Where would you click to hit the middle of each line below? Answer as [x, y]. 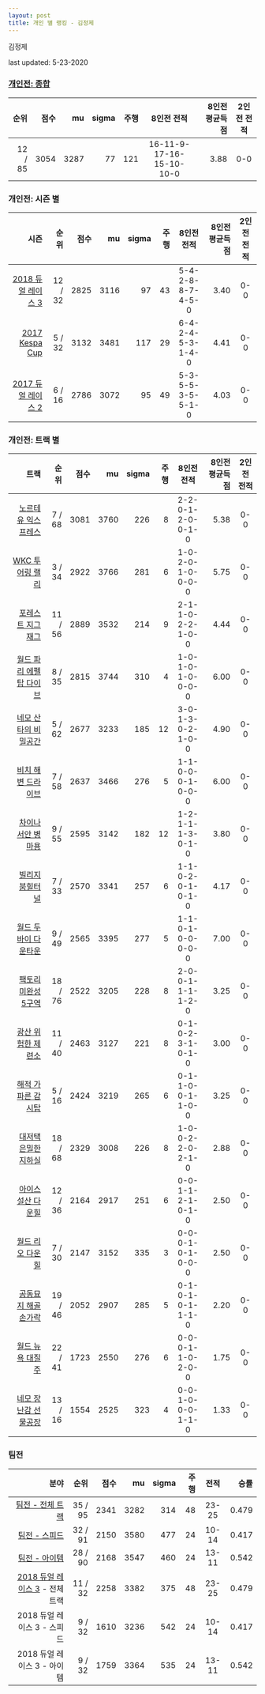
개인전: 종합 [29, 84]
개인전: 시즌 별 [34, 198]
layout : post [30, 15]
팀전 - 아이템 [41, 1558]
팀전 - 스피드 [41, 1535]
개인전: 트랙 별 [34, 440]
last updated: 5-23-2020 [48, 62]
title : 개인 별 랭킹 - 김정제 [51, 23]
